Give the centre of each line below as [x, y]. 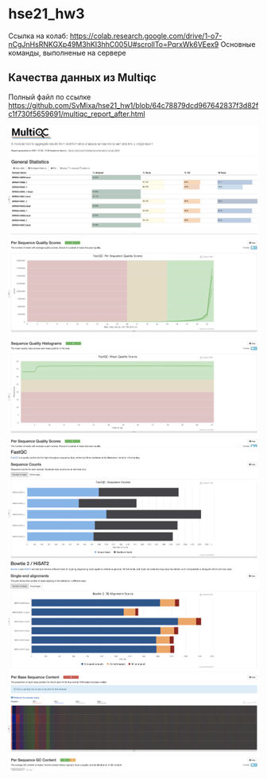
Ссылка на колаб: [38, 36]
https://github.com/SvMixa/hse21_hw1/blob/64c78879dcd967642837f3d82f [133, 105]
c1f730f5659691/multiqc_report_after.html [77, 114]
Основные [238, 44]
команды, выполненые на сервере [67, 52]
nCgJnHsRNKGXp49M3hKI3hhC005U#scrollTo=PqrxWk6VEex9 [114, 44]
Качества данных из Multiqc [82, 78]
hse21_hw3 [46, 14]
